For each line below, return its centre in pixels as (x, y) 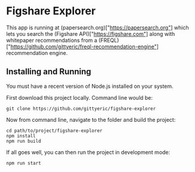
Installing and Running (49, 72)
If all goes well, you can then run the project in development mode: (88, 152)
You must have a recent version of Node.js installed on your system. (90, 86)
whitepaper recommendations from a (52, 40)
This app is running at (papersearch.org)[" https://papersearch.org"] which (97, 27)
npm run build (24, 141)
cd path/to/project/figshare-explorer (54, 130)
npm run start (24, 163)
